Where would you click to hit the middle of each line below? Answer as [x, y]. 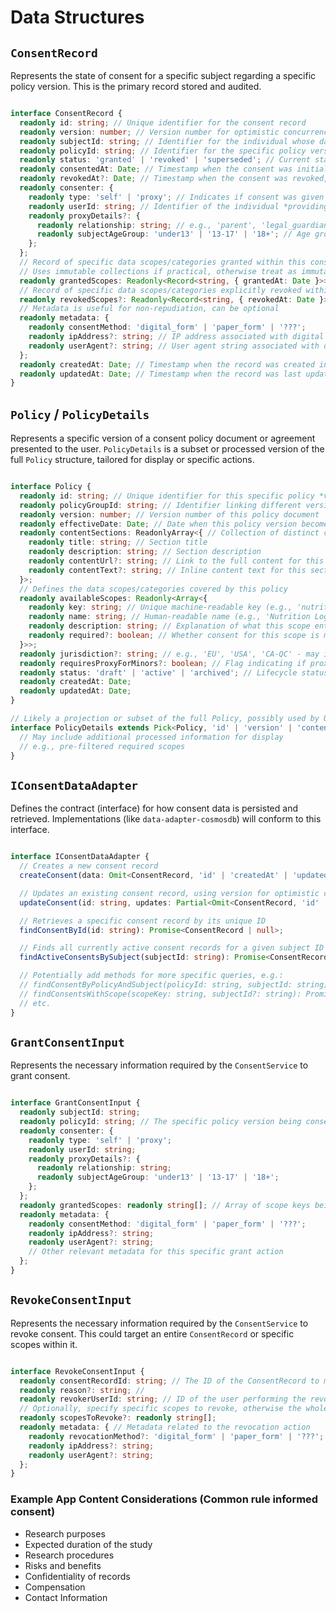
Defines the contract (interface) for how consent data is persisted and [154, 808]
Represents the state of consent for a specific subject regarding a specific [163, 75]
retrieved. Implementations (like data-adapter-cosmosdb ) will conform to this [166, 819]
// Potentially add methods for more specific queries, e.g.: [151, 976]
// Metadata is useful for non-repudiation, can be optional [149, 309]
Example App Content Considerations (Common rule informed [164, 1499]
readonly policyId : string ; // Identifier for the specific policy [163, 151]
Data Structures [77, 17]
